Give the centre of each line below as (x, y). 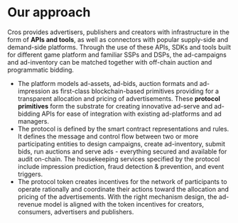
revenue (30, 204)
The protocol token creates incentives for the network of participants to (122, 181)
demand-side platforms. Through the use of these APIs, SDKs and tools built (119, 47)
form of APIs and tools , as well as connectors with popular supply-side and (118, 39)
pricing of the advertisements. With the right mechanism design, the (117, 197)
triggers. (30, 174)
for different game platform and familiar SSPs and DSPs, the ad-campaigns (117, 55)
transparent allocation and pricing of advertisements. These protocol (119, 98)
